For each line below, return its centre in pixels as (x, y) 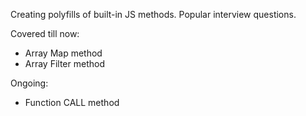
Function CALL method (72, 102)
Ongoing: (29, 83)
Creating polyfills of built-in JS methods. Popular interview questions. (153, 14)
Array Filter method (64, 63)
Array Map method (63, 53)
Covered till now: (45, 33)
